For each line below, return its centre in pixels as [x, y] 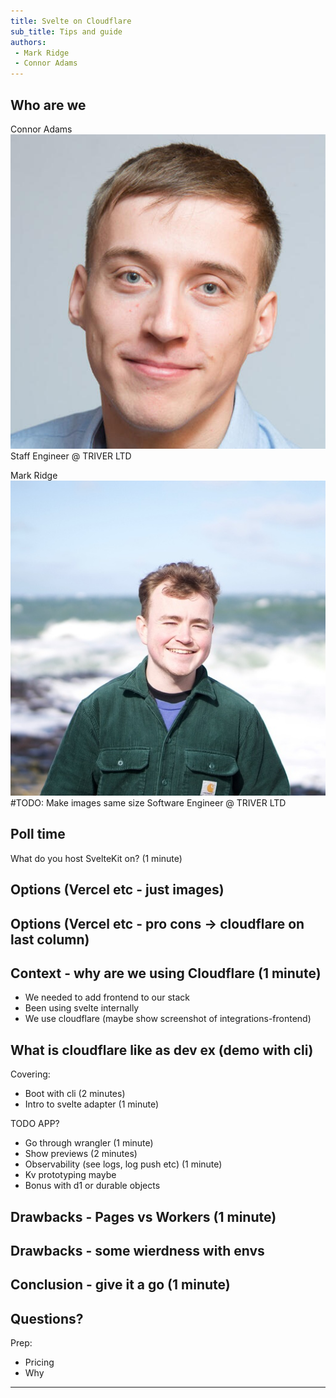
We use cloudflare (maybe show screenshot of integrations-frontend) [168, 1019]
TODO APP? [35, 1124]
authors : [28, 42]
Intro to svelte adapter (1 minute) [92, 1104]
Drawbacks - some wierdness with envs [137, 1250]
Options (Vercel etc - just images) [117, 890]
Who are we [48, 105]
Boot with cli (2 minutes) [75, 1094]
